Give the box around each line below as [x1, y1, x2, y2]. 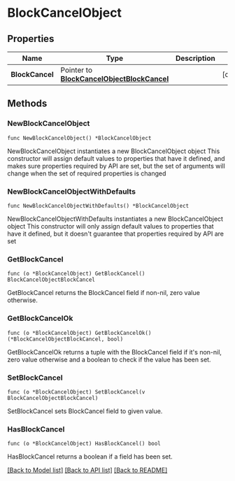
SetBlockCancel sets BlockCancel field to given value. [7, 407, 163, 415]
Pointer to [60, 65, 93, 75]
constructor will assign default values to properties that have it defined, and [7, 154, 225, 162]
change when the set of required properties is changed [7, 169, 166, 178]
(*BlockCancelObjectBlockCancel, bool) [7, 336, 124, 343]
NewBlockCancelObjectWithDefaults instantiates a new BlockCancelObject [7, 215, 224, 223]
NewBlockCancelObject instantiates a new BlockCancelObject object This [7, 147, 220, 155]
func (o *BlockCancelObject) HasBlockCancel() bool [7, 440, 161, 447]
